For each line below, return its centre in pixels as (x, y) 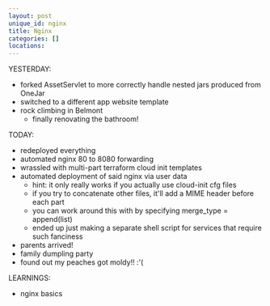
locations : (27, 46)
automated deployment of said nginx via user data (103, 176)
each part (48, 202)
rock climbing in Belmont (61, 111)
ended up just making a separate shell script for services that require (147, 228)
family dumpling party (57, 254)
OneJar (33, 93)
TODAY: (21, 135)
